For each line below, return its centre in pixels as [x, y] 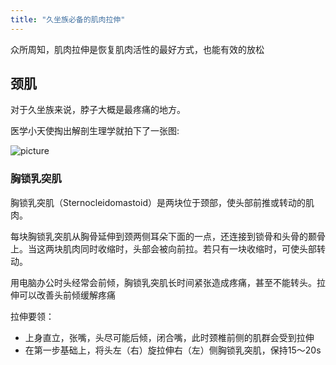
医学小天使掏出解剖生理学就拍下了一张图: [95, 131]
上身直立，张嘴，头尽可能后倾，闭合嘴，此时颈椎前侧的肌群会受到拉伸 [169, 337]
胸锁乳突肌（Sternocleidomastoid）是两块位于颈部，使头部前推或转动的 [158, 202]
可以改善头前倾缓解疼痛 [67, 295]
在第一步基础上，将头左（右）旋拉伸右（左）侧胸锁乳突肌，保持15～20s [173, 350]
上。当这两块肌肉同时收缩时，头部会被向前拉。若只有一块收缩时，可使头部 [163, 248]
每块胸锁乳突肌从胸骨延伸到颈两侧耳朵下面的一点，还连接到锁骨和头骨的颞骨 [168, 236]
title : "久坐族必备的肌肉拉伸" [68, 19]
